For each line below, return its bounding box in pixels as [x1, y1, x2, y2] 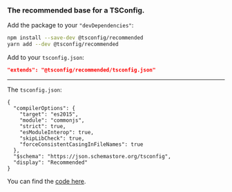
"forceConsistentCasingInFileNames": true [19, 140, 144, 148]
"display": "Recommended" [13, 159, 88, 166]
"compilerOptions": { [13, 105, 76, 111]
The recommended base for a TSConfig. [7, 6, 145, 15]
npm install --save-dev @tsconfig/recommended [7, 34, 144, 41]
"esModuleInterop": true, [19, 129, 95, 136]
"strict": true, [19, 122, 67, 129]
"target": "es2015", [19, 111, 79, 118]
